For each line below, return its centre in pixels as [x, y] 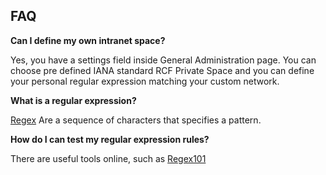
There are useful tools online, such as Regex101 [108, 158]
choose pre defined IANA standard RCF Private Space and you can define [162, 70]
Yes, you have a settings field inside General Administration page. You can [163, 60]
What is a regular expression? [73, 100]
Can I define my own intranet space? [88, 40]
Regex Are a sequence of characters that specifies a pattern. [136, 120]
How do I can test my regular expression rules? [110, 139]
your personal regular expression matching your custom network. [145, 81]
